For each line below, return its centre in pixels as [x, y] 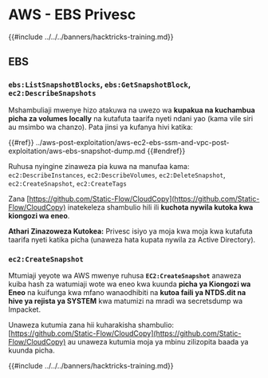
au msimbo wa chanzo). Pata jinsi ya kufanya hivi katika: [100, 127]
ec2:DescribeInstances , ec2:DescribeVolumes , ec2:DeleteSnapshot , [117, 175]
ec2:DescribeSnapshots [52, 94]
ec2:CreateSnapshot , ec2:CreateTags [68, 183]
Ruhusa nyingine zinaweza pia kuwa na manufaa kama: [99, 166]
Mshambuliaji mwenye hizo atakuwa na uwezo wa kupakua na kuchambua [132, 110]
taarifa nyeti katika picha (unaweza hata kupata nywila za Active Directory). [132, 239]
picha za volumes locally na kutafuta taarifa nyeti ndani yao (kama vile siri [131, 118]
